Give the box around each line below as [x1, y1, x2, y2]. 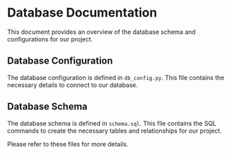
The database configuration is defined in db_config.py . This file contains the [7, 73, 225, 81]
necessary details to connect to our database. [7, 81, 138, 89]
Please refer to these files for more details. [7, 139, 129, 148]
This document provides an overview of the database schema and [7, 28, 196, 36]
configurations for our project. [7, 35, 93, 43]
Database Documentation [7, 5, 158, 21]
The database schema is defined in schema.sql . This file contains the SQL [7, 119, 216, 127]
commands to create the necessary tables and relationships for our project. [7, 126, 223, 135]
